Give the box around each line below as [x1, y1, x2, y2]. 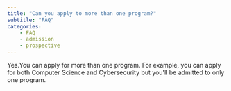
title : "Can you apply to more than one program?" [7, 10, 157, 17]
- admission [19, 36, 54, 43]
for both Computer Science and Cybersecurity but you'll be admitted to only [7, 68, 225, 77]
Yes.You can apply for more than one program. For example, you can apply [7, 61, 221, 69]
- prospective [19, 42, 60, 49]
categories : [7, 23, 42, 30]
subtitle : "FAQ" [7, 17, 54, 23]
